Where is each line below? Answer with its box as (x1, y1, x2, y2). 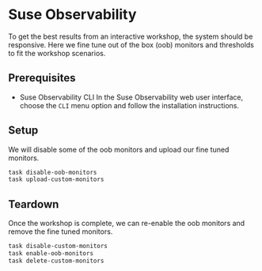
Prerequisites (8, 71, 76, 85)
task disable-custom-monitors (8, 243, 108, 250)
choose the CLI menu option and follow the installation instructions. (19, 100, 240, 110)
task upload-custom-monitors (8, 175, 104, 183)
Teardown (8, 198, 59, 211)
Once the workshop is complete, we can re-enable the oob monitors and (8, 219, 245, 228)
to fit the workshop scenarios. (8, 48, 106, 58)
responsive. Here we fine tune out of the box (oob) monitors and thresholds (8, 40, 255, 49)
